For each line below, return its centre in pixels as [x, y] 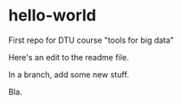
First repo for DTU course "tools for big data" [91, 40]
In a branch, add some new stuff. [69, 74]
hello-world [53, 16]
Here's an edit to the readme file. [69, 57]
